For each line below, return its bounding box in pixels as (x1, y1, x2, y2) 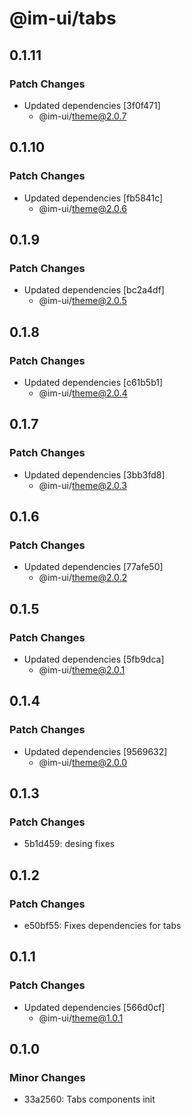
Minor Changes (9, 1071, 86, 1085)
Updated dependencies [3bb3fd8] (23, 468, 166, 481)
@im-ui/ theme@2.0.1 (38, 664, 126, 676)
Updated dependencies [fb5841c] (23, 192, 164, 204)
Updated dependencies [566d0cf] (23, 1001, 166, 1013)
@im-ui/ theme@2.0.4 (38, 387, 128, 399)
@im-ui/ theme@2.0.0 (38, 756, 128, 768)
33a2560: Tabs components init (23, 1093, 156, 1106)
